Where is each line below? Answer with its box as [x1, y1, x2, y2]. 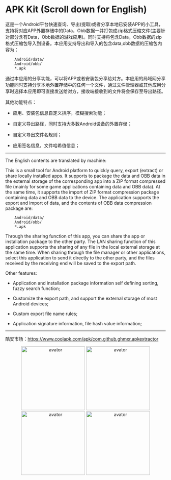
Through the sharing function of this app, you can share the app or [5, 233, 145, 239]
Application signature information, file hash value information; [12, 320, 142, 326]
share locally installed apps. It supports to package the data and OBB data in [5, 173, 165, 179]
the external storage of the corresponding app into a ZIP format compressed [5, 178, 166, 184]
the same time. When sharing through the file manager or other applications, [5, 249, 166, 255]
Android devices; [12, 300, 49, 307]
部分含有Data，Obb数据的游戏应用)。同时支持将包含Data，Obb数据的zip [9, 34, 162, 40]
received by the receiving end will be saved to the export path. [5, 260, 136, 266]
